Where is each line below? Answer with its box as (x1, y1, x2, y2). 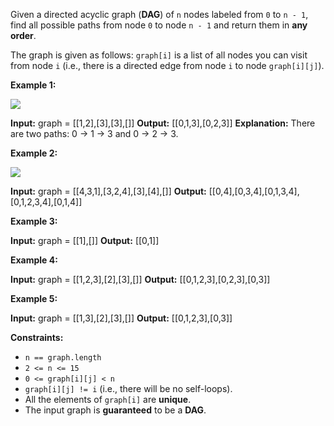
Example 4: (10, 254, 58, 266)
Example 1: (10, 79, 57, 91)
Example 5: (10, 293, 58, 304)
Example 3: (10, 215, 58, 227)
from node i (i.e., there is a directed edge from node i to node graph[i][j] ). (10, 60, 325, 71)
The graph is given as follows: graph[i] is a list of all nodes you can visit (10, 49, 308, 61)
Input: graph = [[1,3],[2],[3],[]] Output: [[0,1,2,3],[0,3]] (10, 312, 233, 324)
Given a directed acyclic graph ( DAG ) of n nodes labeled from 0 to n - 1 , (10, 9, 309, 20)
